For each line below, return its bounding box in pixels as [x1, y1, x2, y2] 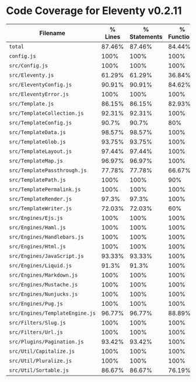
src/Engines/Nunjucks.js [9, 291, 78, 297]
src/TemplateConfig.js [9, 119, 72, 126]
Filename [39, 29, 66, 37]
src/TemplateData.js [9, 129, 66, 135]
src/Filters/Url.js [9, 329, 63, 335]
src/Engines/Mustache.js [9, 281, 78, 288]
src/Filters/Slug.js [9, 319, 66, 326]
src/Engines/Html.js [9, 243, 66, 250]
